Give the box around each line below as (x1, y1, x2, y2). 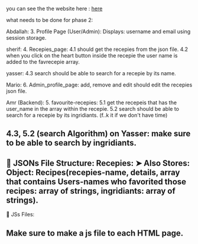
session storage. (6, 34, 47, 41)
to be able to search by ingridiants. (6, 138, 137, 148)
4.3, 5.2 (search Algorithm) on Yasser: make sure (6, 129, 191, 139)
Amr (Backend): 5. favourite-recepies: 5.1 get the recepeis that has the (6, 99, 177, 106)
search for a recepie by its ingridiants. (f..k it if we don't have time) (6, 112, 168, 118)
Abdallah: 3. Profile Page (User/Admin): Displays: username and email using (6, 28, 191, 35)
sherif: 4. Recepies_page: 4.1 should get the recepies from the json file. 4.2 (6, 46, 188, 53)
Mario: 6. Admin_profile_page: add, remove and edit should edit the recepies (6, 81, 193, 88)
